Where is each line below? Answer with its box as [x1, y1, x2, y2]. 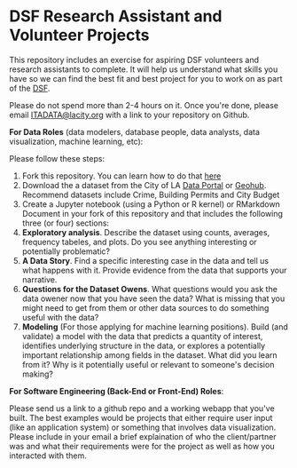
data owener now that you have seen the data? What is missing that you [21, 293, 285, 304]
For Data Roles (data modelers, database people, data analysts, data [9, 126, 260, 137]
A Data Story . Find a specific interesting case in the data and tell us [21, 255, 269, 266]
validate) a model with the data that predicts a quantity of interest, [21, 330, 263, 341]
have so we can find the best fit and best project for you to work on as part [9, 73, 283, 83]
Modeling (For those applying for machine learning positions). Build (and [21, 321, 288, 332]
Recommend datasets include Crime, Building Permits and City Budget [21, 189, 280, 200]
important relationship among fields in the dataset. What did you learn [21, 349, 277, 361]
